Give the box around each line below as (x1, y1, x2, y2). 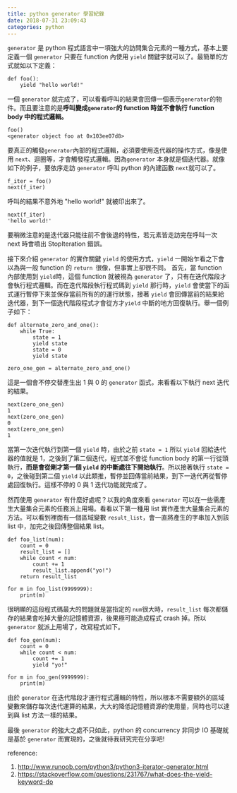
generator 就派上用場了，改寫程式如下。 (7, 623, 125, 631)
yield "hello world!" (20, 82, 83, 89)
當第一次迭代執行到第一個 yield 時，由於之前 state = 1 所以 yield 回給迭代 (7, 446, 226, 454)
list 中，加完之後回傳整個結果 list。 (7, 522, 108, 530)
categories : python (7, 23, 65, 30)
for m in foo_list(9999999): (7, 585, 93, 593)
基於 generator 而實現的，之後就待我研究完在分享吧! (13, 735, 165, 744)
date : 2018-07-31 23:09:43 (7, 17, 87, 24)
